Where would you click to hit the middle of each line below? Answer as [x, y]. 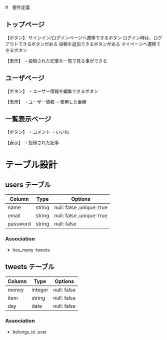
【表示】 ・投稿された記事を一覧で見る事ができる [56, 61]
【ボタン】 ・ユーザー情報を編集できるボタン [52, 91]
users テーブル [28, 185]
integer [40, 289]
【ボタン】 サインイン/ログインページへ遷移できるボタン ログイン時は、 [79, 38]
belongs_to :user [29, 331]
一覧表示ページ [28, 119]
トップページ [25, 25]
